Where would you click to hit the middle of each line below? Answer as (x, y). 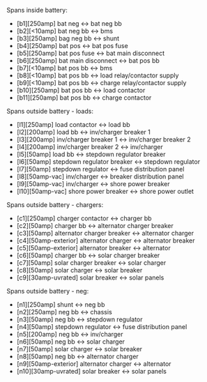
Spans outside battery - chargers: (55, 205)
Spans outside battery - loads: (50, 111)
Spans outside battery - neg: (48, 291)
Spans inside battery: (37, 10)
